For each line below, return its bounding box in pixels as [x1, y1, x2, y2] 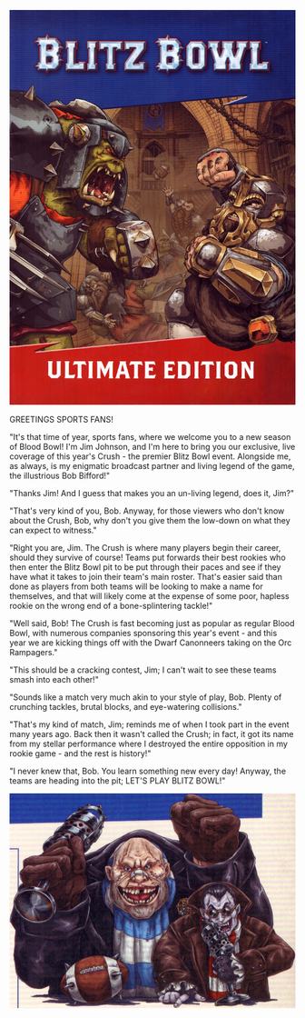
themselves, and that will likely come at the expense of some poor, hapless [9, 591, 290, 602]
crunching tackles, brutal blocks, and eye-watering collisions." [9, 702, 242, 713]
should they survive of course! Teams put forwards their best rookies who [9, 552, 286, 564]
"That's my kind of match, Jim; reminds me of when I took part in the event [9, 719, 290, 730]
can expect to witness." [9, 524, 97, 536]
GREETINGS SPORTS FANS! [9, 414, 113, 425]
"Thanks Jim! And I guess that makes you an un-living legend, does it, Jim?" [9, 488, 295, 499]
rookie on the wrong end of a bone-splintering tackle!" [9, 601, 213, 612]
